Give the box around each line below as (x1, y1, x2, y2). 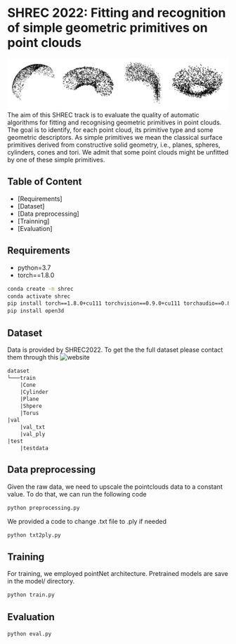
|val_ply (20, 431, 46, 438)
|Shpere (20, 402, 42, 410)
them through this (7, 353, 59, 362)
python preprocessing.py (7, 504, 80, 511)
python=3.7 (17, 263, 51, 272)
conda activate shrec (7, 293, 71, 300)
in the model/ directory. (7, 577, 75, 586)
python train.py (7, 591, 55, 598)
